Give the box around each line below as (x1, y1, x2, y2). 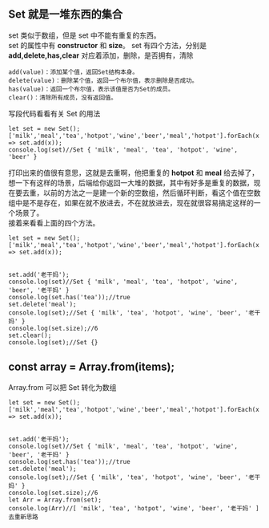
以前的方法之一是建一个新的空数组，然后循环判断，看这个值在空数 (42, 188, 261, 197)
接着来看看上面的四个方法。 (8, 217, 100, 227)
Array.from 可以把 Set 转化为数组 (8, 382, 117, 392)
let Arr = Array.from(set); (8, 496, 102, 504)
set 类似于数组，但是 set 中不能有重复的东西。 (8, 30, 162, 40)
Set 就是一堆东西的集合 (8, 7, 122, 22)
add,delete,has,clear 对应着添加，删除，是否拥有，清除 (8, 51, 194, 60)
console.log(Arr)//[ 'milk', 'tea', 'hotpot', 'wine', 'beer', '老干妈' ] (8, 504, 259, 512)
